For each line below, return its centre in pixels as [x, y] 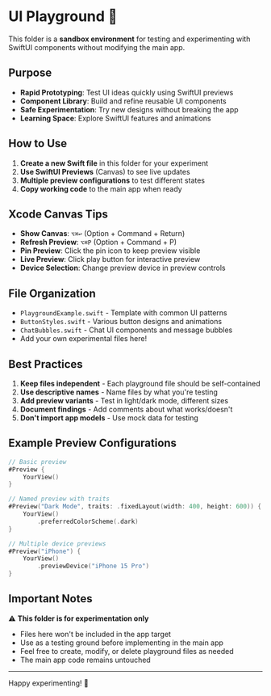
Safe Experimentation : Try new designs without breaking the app [129, 109]
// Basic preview [38, 462]
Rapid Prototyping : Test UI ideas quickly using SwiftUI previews [127, 92]
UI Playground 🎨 [63, 17]
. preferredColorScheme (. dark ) [88, 521]
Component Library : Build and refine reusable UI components [123, 101]
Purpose [30, 73]
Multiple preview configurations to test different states [113, 180]
